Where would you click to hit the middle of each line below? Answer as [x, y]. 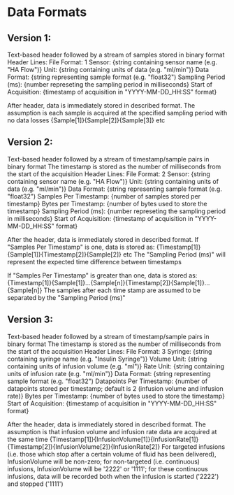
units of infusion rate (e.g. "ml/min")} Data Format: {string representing [109, 373]
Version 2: [30, 142]
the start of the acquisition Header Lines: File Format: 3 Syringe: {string [110, 351]
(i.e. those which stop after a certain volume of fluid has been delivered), [112, 454]
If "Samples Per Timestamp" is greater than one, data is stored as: [102, 275]
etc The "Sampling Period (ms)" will [174, 254]
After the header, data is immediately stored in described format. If [103, 239]
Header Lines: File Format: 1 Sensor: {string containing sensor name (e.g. [112, 62]
